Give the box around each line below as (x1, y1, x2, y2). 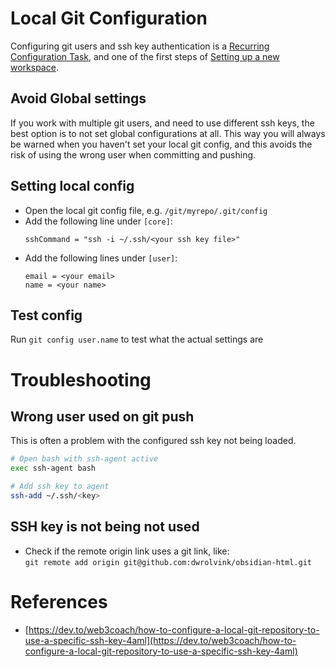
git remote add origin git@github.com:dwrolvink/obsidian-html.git (24, 557, 312, 567)
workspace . (10, 61, 59, 73)
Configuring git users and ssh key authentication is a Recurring (10, 40, 270, 52)
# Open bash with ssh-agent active (10, 454, 159, 464)
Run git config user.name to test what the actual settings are (10, 333, 264, 346)
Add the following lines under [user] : (24, 252, 178, 264)
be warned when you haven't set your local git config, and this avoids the (10, 138, 313, 150)
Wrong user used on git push (10, 408, 195, 425)
